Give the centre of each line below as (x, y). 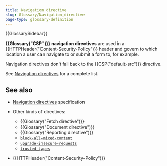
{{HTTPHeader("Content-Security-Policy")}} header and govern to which (81, 49)
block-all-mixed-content (46, 138)
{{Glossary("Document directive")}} (57, 127)
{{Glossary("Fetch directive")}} (52, 121)
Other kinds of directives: (39, 112)
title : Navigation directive (36, 10)
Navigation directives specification (49, 102)
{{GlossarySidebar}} (27, 34)
